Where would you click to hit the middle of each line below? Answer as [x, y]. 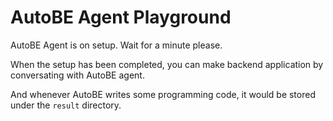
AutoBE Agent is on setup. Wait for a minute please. [116, 45]
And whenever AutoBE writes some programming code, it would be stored [163, 94]
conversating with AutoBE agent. [77, 75]
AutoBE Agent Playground [121, 17]
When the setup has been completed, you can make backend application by [167, 64]
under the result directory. [66, 105]
